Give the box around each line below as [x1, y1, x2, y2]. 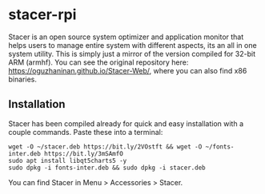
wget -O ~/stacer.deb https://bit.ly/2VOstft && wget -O [8, 142, 203, 151]
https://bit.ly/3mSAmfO [43, 149, 124, 157]
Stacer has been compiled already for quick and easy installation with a [8, 118, 244, 129]
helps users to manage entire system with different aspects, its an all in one [8, 40, 258, 49]
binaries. [8, 74, 38, 84]
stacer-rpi [8, 6, 77, 24]
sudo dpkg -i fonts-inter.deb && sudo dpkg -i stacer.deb [8, 164, 206, 172]
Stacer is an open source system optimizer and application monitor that [8, 32, 244, 42]
